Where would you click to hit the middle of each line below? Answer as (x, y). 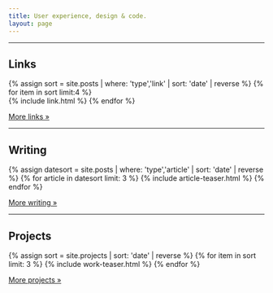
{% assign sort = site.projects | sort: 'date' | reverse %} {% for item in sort (132, 255)
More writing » (33, 203)
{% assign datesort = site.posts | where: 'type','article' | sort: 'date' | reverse (136, 170)
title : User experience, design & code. (78, 16)
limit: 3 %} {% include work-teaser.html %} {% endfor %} (104, 264)
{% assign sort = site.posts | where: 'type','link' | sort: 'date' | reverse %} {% (136, 84)
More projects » (35, 280)
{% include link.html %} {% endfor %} (72, 101)
